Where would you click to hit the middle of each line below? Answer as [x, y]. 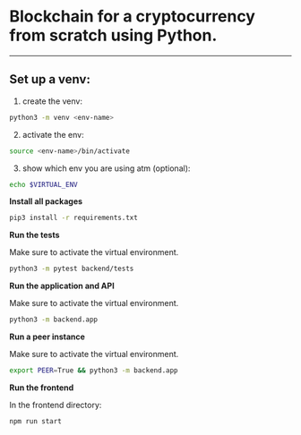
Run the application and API [62, 286]
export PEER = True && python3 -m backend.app [94, 371]
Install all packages [46, 201]
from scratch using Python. [113, 35]
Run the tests [34, 235]
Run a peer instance [47, 337]
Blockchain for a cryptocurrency [132, 17]
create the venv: [52, 101]
